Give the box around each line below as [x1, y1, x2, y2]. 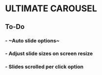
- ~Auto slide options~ [5, 37, 60, 44]
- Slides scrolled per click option [5, 63, 84, 70]
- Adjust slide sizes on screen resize [5, 50, 93, 57]
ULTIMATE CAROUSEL [5, 3, 97, 14]
